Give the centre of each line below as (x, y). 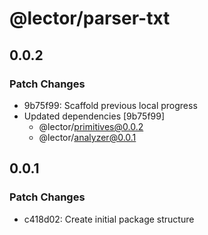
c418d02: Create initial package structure (109, 219)
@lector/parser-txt (90, 18)
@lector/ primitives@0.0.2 (91, 126)
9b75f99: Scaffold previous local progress (110, 105)
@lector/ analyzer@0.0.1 (87, 137)
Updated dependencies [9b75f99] (94, 116)
